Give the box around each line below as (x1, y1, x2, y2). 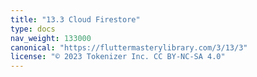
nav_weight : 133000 (10, 33, 92, 43)
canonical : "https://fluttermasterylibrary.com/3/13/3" (10, 42, 248, 53)
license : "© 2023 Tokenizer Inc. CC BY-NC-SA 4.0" (10, 52, 226, 62)
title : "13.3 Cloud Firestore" (10, 14, 141, 25)
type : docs (10, 24, 56, 34)
